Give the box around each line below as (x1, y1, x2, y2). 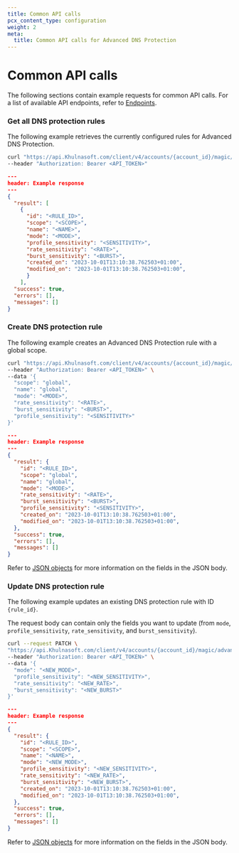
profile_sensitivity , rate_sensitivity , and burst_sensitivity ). (7, 626, 198, 635)
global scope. (7, 345, 48, 354)
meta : (7, 30, 23, 38)
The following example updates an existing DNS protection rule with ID (7, 598, 215, 606)
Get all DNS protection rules (7, 116, 105, 126)
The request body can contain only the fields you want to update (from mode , (7, 619, 231, 628)
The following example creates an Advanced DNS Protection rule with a (7, 338, 217, 347)
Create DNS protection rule (7, 322, 103, 332)
